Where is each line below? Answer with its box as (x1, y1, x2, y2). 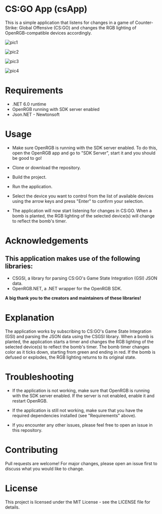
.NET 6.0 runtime (12, 101, 46, 107)
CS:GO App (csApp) (5, 3, 88, 15)
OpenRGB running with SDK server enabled (12, 106, 100, 112)
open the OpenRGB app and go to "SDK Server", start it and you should (12, 150, 156, 156)
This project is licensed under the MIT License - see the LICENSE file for (5, 499, 150, 505)
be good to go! (12, 155, 42, 161)
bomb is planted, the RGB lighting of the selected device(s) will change (12, 213, 155, 218)
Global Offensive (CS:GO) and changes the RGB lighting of (19, 24, 137, 30)
